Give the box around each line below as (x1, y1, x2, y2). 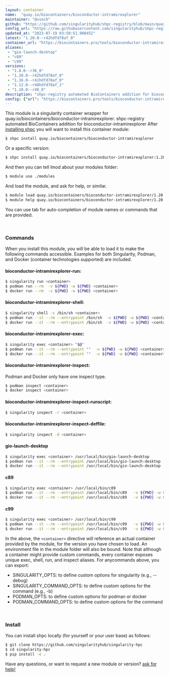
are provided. (5, 212, 33, 218)
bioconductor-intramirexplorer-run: (5, 268, 81, 274)
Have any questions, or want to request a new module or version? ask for (5, 661, 157, 667)
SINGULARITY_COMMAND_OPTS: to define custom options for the (12, 583, 151, 589)
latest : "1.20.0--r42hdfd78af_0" (5, 36, 75, 41)
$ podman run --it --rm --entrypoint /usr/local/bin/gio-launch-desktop (5, 459, 161, 464)
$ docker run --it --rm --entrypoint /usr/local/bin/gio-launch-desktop (5, 463, 161, 469)
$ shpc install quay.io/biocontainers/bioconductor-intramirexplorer (5, 136, 154, 141)
